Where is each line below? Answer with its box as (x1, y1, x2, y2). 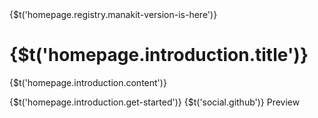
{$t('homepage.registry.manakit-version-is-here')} (9, 9, 218, 20)
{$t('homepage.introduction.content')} (9, 76, 167, 88)
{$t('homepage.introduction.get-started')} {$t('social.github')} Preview (9, 96, 301, 108)
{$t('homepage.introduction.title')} (9, 44, 309, 67)
